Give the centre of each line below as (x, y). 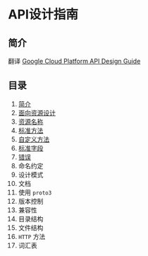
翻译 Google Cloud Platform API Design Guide (74, 61)
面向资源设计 (37, 112)
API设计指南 (43, 14)
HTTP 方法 (32, 236)
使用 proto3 (35, 192)
